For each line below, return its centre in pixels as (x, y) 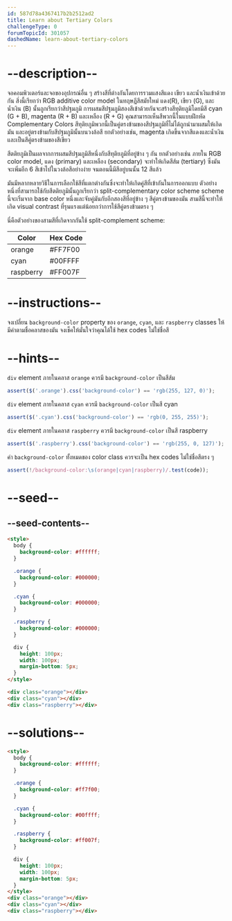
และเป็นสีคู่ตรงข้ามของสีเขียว (39, 140)
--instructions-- (54, 303)
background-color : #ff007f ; (60, 841)
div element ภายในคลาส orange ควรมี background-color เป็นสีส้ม (91, 377)
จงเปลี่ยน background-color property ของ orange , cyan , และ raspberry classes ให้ (116, 322)
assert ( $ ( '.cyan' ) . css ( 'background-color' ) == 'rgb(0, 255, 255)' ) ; (108, 417)
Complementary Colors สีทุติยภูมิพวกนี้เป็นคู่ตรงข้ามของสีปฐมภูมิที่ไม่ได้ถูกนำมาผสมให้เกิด (115, 124)
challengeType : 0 (32, 26)
